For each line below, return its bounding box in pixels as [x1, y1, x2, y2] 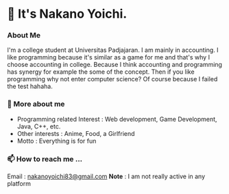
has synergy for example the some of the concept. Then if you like [7, 68, 195, 76]
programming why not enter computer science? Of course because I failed [7, 75, 218, 83]
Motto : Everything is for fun [16, 137, 97, 145]
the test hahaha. [7, 82, 53, 91]
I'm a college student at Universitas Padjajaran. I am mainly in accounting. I [7, 46, 219, 54]
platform [7, 180, 31, 188]
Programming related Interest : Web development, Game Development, [16, 115, 217, 123]
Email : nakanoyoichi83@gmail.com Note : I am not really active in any [7, 172, 206, 180]
